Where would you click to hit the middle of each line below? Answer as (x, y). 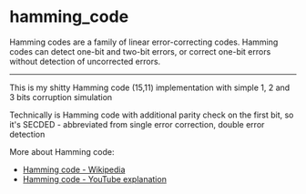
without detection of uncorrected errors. (85, 61)
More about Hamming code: (62, 151)
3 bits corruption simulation (61, 97)
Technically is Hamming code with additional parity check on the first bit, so (152, 115)
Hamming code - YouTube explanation (94, 179)
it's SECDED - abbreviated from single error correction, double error (137, 124)
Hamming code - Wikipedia (74, 169)
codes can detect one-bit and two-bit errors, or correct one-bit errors (140, 51)
